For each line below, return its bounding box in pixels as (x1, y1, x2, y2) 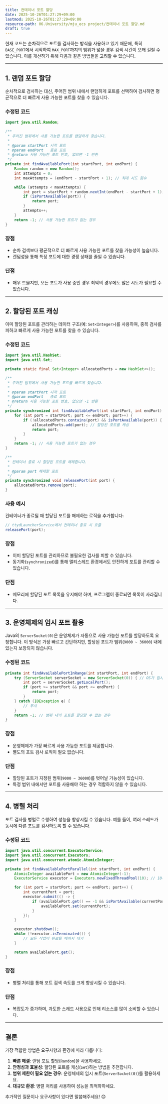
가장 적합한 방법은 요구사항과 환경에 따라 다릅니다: (5, 1047, 103, 1053)
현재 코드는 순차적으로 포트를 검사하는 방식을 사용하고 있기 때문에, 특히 (5, 41, 142, 47)
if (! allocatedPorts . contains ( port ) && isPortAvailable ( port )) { (23, 417, 162, 422)
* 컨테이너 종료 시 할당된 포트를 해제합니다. (7, 459, 87, 465)
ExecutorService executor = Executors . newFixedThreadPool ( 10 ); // (14, 876, 155, 881)
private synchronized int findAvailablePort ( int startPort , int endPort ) (5, 408, 162, 413)
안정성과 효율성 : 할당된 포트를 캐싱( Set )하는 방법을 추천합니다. (12, 1064, 133, 1070)
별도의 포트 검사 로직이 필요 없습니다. (12, 749, 85, 755)
